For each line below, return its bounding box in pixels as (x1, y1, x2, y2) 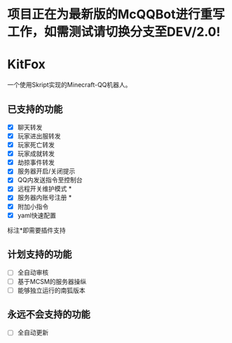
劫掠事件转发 (17, 159, 55, 167)
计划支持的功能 (7, 248, 72, 260)
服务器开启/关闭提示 (17, 167, 76, 175)
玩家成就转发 (17, 149, 55, 158)
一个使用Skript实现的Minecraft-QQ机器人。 (7, 81, 132, 89)
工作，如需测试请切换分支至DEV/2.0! (7, 24, 221, 40)
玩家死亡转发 (17, 141, 55, 149)
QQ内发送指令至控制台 (17, 176, 83, 184)
